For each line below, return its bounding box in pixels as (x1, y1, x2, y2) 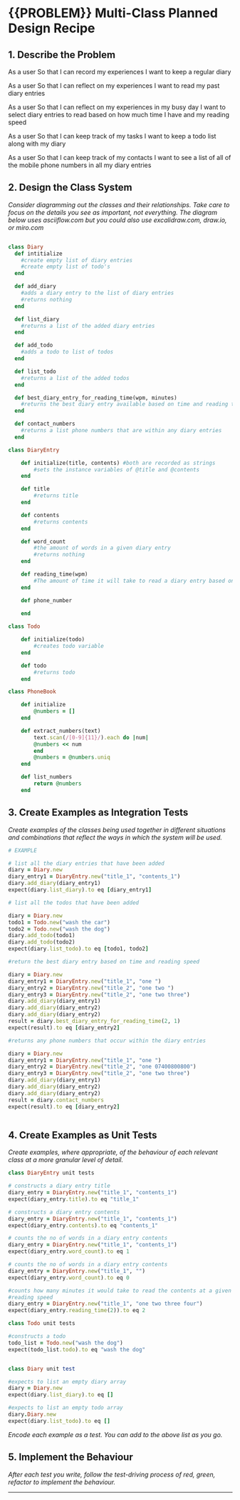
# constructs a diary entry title (8, 1182, 111, 1190)
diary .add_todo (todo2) (8, 939, 75, 946)
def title (21, 486, 51, 493)
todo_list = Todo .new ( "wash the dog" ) (8, 1339, 123, 1346)
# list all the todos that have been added (8, 899, 140, 906)
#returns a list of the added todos (21, 374, 130, 381)
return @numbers (33, 780, 82, 787)
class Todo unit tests (8, 1320, 75, 1327)
